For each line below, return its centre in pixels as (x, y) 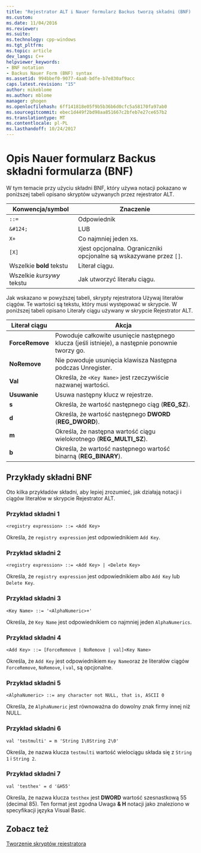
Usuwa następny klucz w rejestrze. (104, 395)
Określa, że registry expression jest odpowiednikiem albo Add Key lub (93, 576)
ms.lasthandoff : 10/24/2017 (41, 129)
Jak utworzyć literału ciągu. (117, 279)
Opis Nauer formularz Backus (81, 159)
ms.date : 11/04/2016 (32, 23)
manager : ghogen (26, 101)
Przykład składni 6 (34, 728)
